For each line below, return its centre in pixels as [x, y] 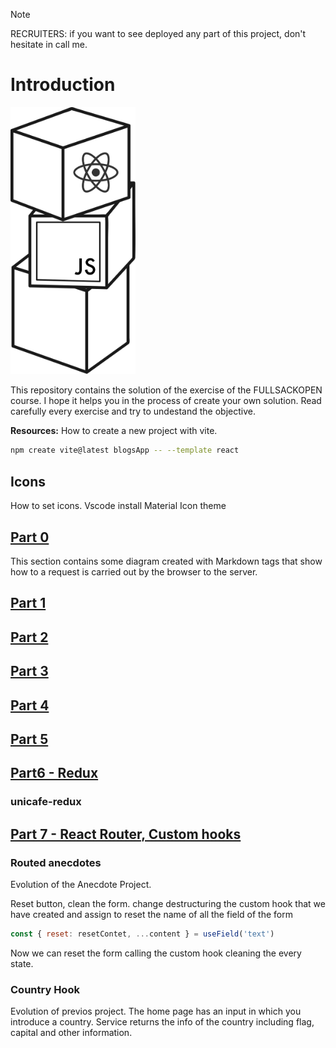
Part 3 [29, 671]
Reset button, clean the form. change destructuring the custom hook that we [168, 903]
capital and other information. [71, 1033]
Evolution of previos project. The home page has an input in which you [156, 1011]
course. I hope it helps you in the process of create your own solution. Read [166, 401]
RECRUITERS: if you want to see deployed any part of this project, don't [158, 33]
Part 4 [30, 705]
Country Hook [45, 989]
